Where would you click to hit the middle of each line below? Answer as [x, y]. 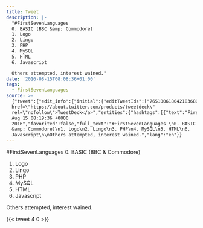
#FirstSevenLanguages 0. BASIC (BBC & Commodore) [73, 152]
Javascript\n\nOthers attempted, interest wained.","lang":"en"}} [97, 135]
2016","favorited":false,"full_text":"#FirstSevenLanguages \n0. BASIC [104, 124]
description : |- [27, 17]
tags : [13, 84]
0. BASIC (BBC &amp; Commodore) [53, 29]
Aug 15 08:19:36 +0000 [40, 118]
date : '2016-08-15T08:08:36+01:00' [51, 79]
